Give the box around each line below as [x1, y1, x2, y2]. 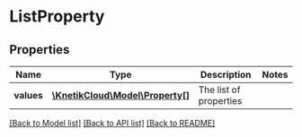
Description [200, 69, 252, 81]
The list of [198, 83, 241, 96]
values [13, 90, 43, 101]
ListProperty [9, 6, 105, 27]
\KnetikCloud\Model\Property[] [51, 90, 191, 101]
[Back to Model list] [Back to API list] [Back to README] [9, 118, 216, 128]
